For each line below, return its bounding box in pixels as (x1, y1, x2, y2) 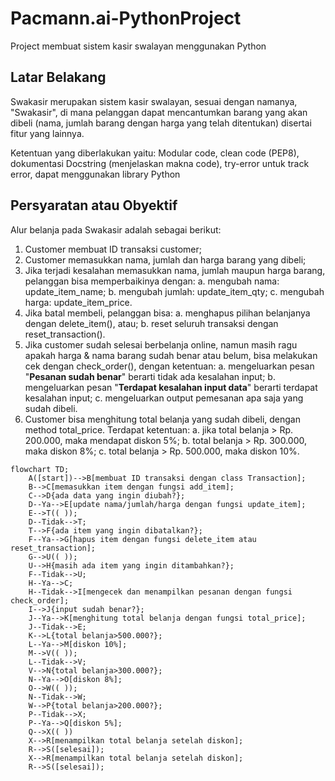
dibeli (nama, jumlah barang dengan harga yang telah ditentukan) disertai (10, 117, 312, 129)
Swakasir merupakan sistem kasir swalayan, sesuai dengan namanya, (10, 95, 298, 107)
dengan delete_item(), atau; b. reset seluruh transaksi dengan (24, 317, 279, 329)
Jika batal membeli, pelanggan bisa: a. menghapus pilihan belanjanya (24, 307, 311, 319)
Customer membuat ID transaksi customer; (24, 243, 202, 255)
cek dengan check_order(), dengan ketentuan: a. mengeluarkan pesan (24, 360, 315, 372)
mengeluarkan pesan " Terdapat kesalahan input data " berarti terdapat (24, 381, 318, 393)
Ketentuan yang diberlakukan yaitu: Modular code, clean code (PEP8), (10, 147, 300, 159)
